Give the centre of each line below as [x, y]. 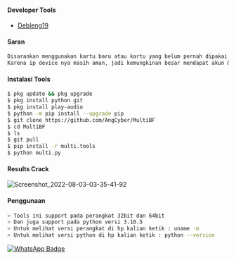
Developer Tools [32, 10]
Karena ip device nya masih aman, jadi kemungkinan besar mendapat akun [116, 63]
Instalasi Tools [29, 79]
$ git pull [23, 140]
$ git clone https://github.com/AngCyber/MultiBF [81, 120]
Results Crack [28, 168]
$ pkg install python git [45, 101]
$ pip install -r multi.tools [52, 147]
